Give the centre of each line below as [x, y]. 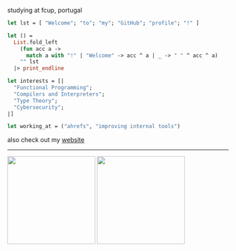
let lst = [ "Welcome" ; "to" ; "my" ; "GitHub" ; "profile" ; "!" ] [103, 23]
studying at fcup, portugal [45, 10]
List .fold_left [36, 42]
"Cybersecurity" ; [39, 107]
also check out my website [46, 140]
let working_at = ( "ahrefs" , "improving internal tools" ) [94, 127]
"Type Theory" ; [36, 101]
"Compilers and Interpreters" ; [59, 94]
